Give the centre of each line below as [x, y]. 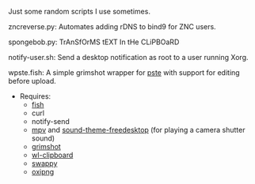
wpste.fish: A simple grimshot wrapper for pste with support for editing [124, 73]
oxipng [43, 172]
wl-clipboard [52, 155]
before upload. [32, 81]
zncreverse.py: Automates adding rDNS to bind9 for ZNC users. [112, 26]
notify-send [50, 121]
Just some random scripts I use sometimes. [79, 11]
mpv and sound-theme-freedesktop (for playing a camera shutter [138, 130]
